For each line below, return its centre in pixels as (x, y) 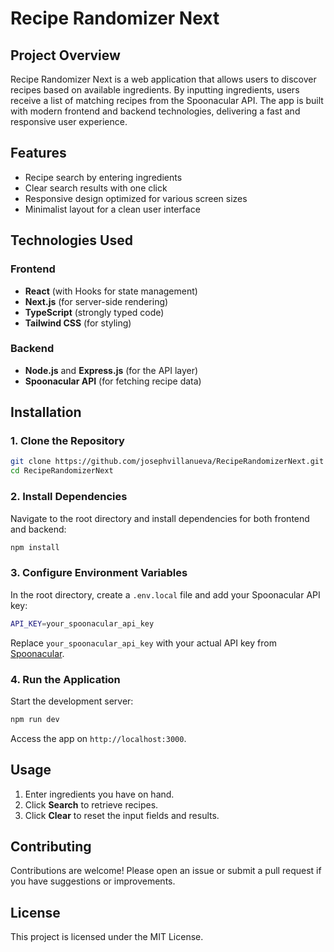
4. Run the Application (65, 679)
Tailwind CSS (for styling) (78, 323)
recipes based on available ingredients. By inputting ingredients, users (155, 90)
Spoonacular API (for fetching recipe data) (113, 381)
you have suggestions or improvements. (93, 881)
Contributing (51, 846)
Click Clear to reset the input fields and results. (122, 815)
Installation (46, 412)
